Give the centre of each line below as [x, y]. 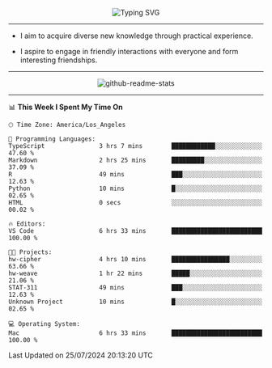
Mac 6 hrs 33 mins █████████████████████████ [136, 333]
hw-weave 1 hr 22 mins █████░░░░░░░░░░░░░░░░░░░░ [136, 273]
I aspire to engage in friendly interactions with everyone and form [129, 51]
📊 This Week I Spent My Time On [66, 107]
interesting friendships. [59, 60]
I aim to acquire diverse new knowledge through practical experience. [136, 36]
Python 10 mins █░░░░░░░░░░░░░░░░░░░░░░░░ [136, 188]
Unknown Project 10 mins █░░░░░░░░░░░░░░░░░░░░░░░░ [136, 302]
